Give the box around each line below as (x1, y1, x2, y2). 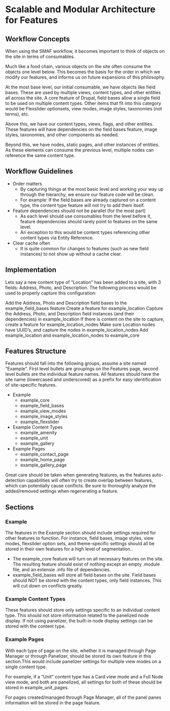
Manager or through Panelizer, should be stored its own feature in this (5, 653, 151, 659)
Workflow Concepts (5, 35, 70, 43)
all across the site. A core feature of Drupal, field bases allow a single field (5, 95, 160, 101)
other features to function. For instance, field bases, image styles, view (5, 535, 154, 541)
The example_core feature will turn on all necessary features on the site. (12, 556, 164, 562)
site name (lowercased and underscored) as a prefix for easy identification (5, 376, 161, 382)
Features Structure (5, 347, 66, 355)
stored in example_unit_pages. (5, 684, 69, 690)
